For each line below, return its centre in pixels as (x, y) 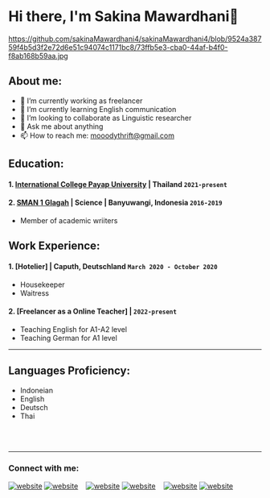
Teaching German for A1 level (69, 338)
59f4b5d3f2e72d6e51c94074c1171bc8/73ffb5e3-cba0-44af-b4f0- (118, 47)
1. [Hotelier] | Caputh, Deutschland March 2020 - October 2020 (113, 266)
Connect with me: (44, 468)
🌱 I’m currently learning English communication (98, 109)
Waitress (35, 293)
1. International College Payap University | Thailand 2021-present (118, 184)
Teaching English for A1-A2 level (73, 329)
